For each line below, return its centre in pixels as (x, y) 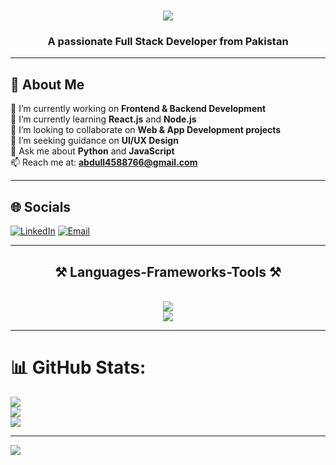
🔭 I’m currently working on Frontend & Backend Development (138, 109)
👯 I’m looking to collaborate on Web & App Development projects (146, 130)
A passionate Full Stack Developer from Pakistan (168, 42)
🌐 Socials (41, 206)
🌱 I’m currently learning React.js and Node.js (103, 119)
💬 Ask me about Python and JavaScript (92, 151)
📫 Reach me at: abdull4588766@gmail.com (104, 162)
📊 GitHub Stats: (78, 367)
